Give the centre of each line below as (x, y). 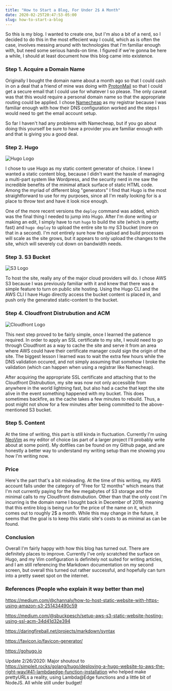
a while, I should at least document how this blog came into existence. (80, 56)
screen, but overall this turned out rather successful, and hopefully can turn (85, 570)
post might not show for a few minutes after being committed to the (77, 404)
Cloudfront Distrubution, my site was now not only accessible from (76, 382)
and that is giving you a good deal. (42, 134)
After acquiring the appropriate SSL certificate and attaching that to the (81, 377)
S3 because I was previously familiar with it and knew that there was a (80, 284)
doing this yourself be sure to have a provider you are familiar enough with (84, 128)
